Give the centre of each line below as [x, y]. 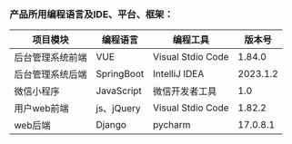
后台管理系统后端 [51, 74]
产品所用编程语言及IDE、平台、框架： [92, 14]
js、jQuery [118, 109]
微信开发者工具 [185, 91]
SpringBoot [120, 74]
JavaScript [119, 91]
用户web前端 [41, 109]
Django [111, 125]
